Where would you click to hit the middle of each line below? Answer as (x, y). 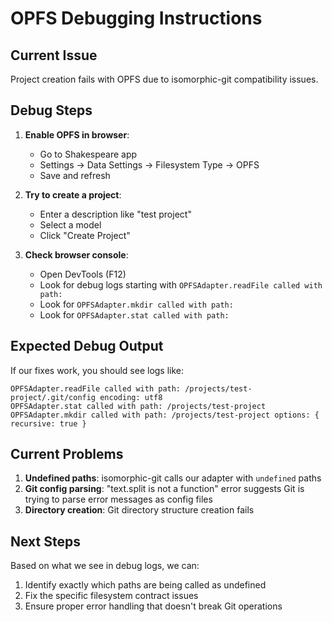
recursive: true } (48, 423)
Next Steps (45, 541)
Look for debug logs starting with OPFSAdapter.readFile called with (181, 284)
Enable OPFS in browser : (77, 134)
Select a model (70, 224)
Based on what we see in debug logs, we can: (105, 566)
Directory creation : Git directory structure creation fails (139, 510)
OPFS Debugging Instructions (136, 18)
